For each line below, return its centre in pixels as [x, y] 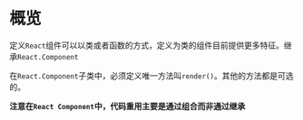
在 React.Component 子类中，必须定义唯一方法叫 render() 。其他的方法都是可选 [151, 75]
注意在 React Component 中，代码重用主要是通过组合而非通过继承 [127, 106]
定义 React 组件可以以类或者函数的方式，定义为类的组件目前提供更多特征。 [147, 45]
